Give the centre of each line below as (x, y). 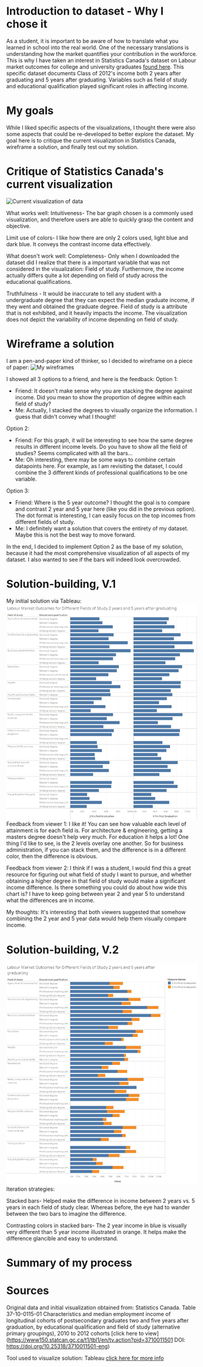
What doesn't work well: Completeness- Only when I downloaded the (93, 256)
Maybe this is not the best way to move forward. (75, 535)
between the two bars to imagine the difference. (66, 1213)
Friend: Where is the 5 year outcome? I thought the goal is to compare (102, 502)
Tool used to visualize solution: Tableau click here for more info (85, 1358)
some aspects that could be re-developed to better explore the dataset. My (100, 134)
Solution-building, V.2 (63, 950)
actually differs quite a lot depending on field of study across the (87, 275)
